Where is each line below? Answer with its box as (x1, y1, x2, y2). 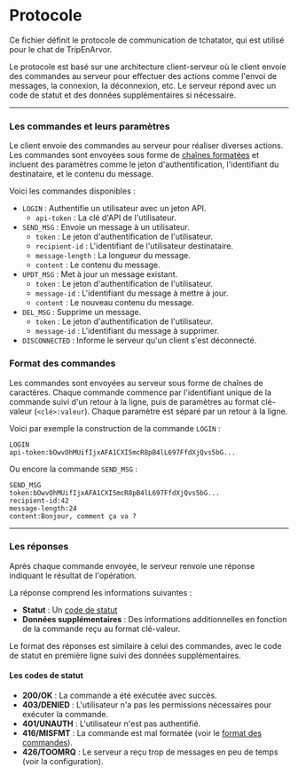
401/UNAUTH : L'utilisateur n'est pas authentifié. (21, 718, 201, 729)
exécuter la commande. (21, 709, 109, 720)
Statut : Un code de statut (21, 605, 118, 615)
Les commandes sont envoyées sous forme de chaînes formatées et (9, 150, 260, 161)
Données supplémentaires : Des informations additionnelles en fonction (21, 613, 287, 624)
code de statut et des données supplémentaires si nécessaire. (9, 90, 237, 100)
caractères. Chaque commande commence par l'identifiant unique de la (9, 387, 272, 398)
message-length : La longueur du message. (35, 250, 191, 261)
